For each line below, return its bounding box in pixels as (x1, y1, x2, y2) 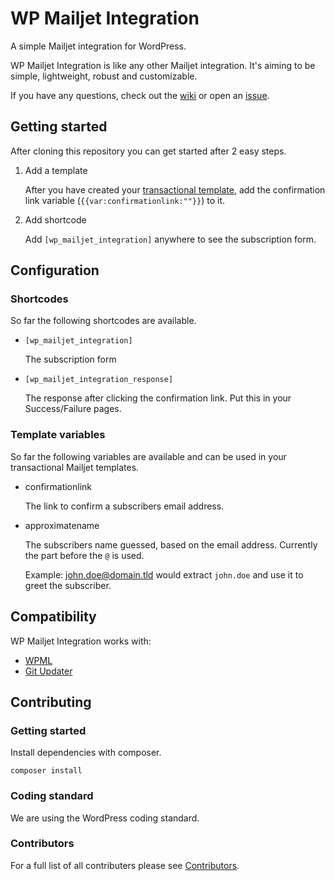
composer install (10, 766, 83, 776)
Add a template (24, 164, 88, 176)
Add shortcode (24, 213, 87, 226)
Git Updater (24, 665, 73, 677)
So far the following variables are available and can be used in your (10, 450, 287, 462)
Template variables (10, 428, 106, 442)
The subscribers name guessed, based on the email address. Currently (24, 538, 318, 551)
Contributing (10, 693, 92, 711)
